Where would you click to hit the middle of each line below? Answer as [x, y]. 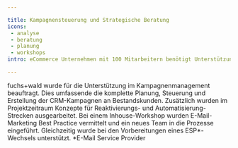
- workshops [28, 53]
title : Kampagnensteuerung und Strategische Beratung [89, 20]
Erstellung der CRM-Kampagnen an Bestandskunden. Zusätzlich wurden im [118, 100]
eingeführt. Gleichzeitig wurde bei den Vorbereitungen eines [96, 130]
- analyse [25, 33]
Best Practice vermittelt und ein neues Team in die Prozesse [126, 123]
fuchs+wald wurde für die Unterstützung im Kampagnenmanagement [109, 85]
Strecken [21, 115]
